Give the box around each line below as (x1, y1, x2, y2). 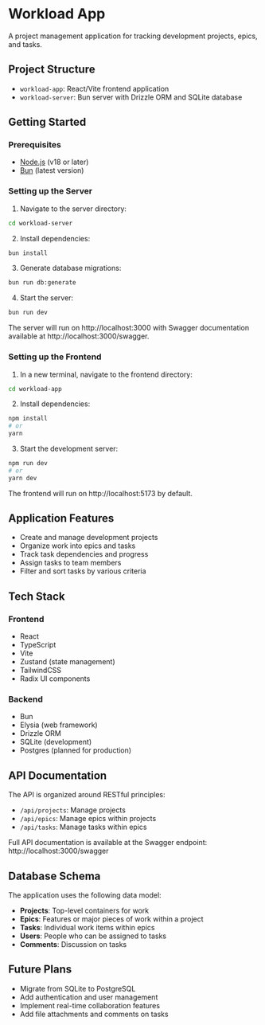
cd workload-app (8, 385, 62, 393)
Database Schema (8, 869, 101, 882)
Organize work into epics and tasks (19, 541, 136, 550)
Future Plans (8, 963, 72, 976)
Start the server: (19, 293, 74, 303)
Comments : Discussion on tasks (19, 940, 127, 949)
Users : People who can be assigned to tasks (19, 931, 167, 941)
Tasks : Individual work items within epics (19, 923, 155, 933)
